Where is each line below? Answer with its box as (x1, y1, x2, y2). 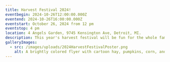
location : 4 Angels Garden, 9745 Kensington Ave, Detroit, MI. (5, 30, 142, 35)
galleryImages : (5, 40, 37, 45)
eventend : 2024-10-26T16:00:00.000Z (5, 16, 82, 21)
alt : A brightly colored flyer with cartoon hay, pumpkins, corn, (14, 49, 157, 54)
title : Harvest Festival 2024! (5, 7, 71, 12)
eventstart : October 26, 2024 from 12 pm (5, 21, 94, 26)
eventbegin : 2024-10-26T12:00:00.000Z (5, 12, 87, 17)
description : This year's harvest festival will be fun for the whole (5, 35, 157, 40)
